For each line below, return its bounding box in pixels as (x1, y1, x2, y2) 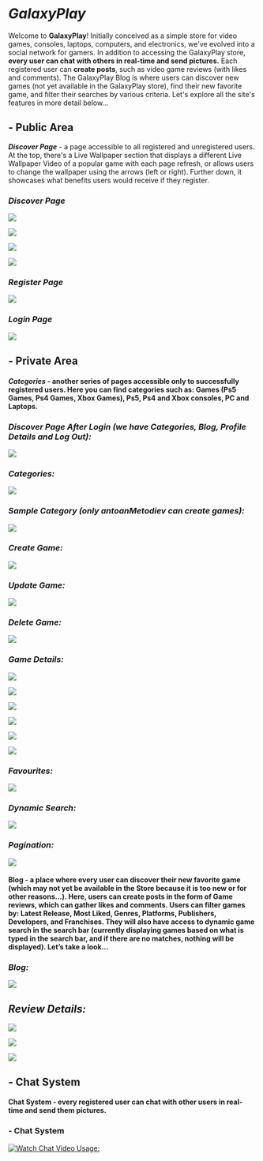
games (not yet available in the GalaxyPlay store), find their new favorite (8, 81, 242, 91)
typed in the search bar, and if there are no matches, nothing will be (8, 934, 235, 944)
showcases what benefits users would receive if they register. (8, 175, 209, 185)
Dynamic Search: (8, 802, 77, 813)
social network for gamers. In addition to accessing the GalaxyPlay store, (8, 47, 246, 57)
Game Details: (8, 654, 65, 665)
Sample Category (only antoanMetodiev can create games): (8, 505, 245, 517)
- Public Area (8, 121, 74, 134)
